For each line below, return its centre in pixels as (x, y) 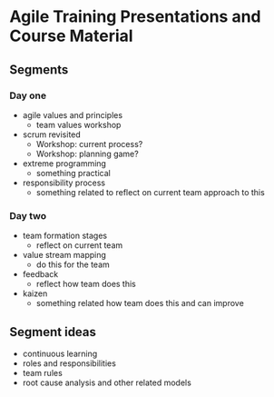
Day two (28, 215)
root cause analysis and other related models (107, 382)
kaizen (35, 293)
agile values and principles (73, 114)
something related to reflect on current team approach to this (150, 192)
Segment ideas (53, 332)
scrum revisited (52, 134)
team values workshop (78, 124)
